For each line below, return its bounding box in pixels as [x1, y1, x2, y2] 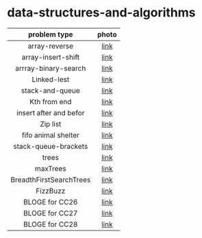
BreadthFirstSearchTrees [10, 175, 91, 185]
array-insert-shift [21, 52, 80, 62]
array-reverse [27, 41, 74, 51]
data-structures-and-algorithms [7, 5, 197, 21]
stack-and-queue [21, 86, 80, 95]
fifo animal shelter [21, 130, 80, 140]
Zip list [40, 119, 62, 128]
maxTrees [34, 163, 66, 173]
